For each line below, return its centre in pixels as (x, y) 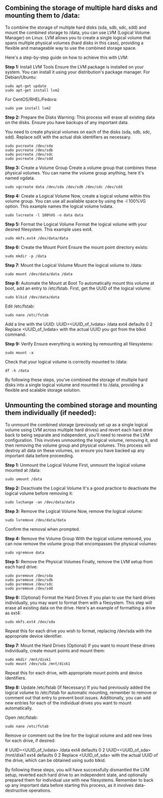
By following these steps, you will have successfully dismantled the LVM (77, 769)
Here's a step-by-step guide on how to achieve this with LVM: (67, 57)
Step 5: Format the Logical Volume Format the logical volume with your (76, 224)
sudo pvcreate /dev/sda (29, 146)
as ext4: (13, 613)
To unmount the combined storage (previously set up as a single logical (76, 424)
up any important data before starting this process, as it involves (69, 785)
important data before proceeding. (40, 455)
